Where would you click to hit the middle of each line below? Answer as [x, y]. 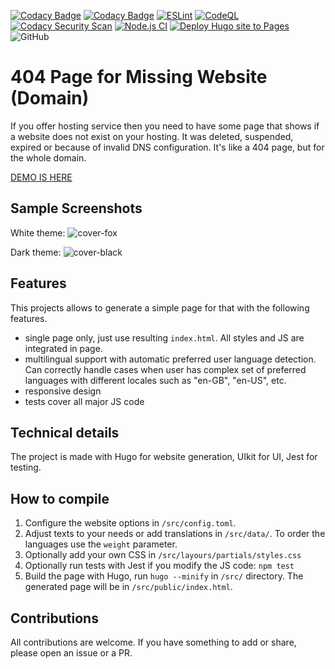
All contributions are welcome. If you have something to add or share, [153, 642]
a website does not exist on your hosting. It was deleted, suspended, [152, 136]
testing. [26, 467]
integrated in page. [63, 348]
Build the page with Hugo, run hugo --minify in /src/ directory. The [164, 576]
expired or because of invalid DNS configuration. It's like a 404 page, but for [167, 147]
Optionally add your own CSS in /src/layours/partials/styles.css [163, 555]
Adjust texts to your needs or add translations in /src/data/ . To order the [175, 534]
